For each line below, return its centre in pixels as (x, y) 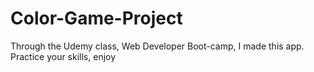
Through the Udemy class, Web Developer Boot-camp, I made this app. (157, 46)
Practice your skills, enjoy (63, 56)
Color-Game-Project (96, 18)
